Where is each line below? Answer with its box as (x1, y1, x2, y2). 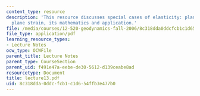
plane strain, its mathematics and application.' (11, 20, 137, 26)
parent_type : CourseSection (6, 58, 76, 64)
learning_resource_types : (6, 36, 70, 42)
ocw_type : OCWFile (6, 48, 52, 54)
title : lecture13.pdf (6, 75, 60, 81)
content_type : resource (6, 8, 65, 15)
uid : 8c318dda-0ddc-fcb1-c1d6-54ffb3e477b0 (6, 81, 116, 87)
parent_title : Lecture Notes (6, 53, 79, 59)
